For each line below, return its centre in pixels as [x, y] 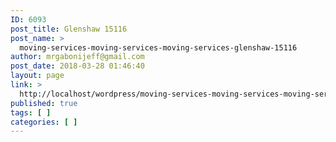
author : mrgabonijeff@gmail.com [77, 57]
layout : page [37, 76]
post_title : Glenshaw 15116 [69, 29]
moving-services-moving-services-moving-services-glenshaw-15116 [158, 47]
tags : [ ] [31, 112]
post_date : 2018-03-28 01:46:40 [77, 66]
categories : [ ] [44, 122]
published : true [44, 103]
